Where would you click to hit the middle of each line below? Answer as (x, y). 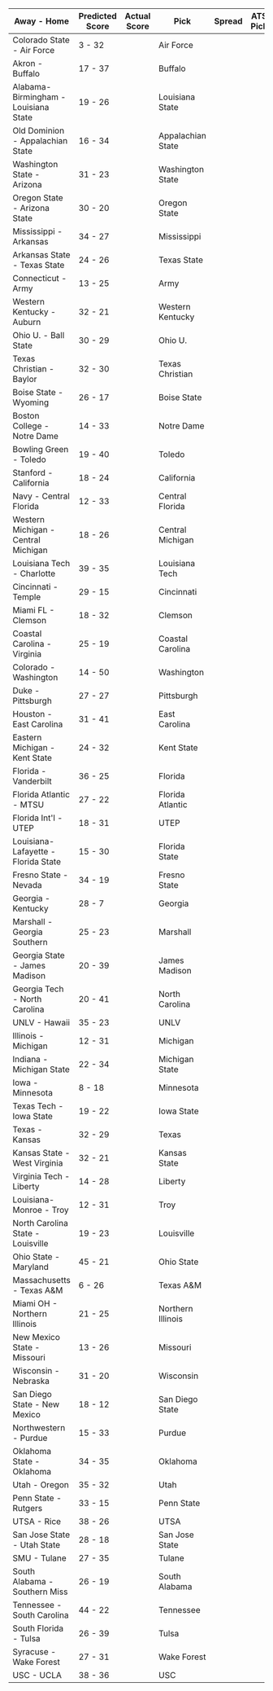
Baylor (25, 379)
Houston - (32, 714)
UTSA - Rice (37, 1521)
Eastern (27, 738)
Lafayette (30, 852)
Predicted (98, 16)
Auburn (27, 322)
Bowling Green (41, 449)
